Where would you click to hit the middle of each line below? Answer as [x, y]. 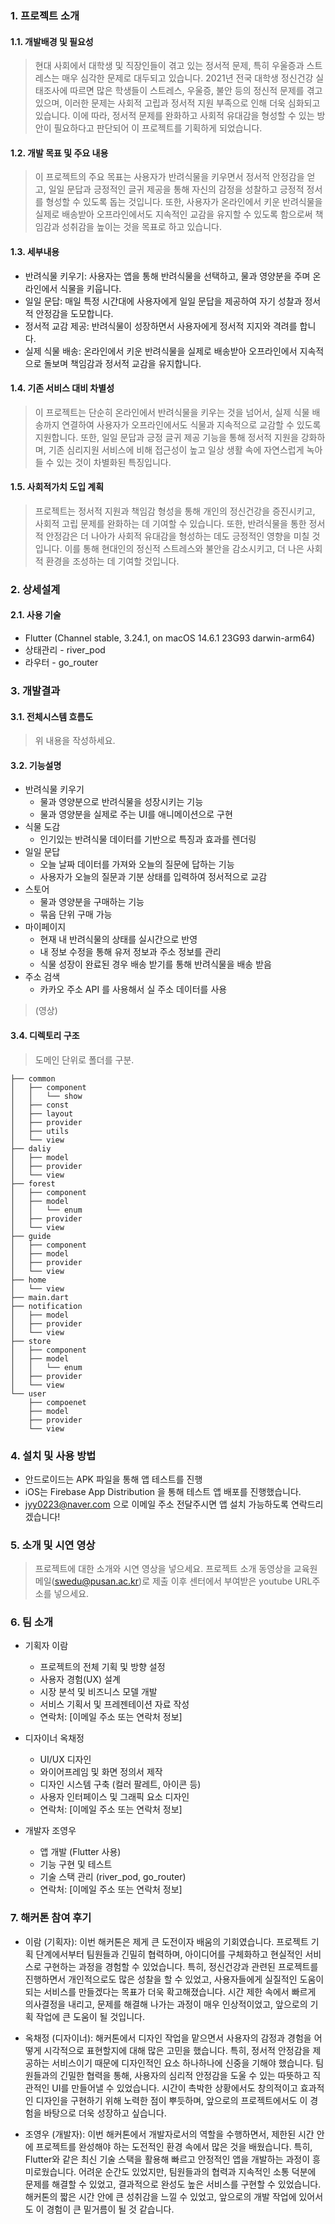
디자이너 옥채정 [54, 1738]
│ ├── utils [40, 1131]
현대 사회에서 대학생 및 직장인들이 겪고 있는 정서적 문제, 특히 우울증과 [169, 66]
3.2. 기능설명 [36, 765]
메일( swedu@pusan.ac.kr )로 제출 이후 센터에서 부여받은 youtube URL [173, 1581]
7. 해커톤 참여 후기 [51, 1918]
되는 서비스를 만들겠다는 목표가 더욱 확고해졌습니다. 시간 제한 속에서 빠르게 [170, 1991]
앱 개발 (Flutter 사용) [80, 1852]
